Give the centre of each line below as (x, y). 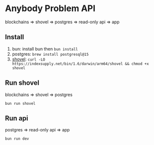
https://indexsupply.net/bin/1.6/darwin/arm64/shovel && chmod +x (80, 64)
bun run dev (17, 139)
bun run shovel (20, 103)
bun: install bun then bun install (45, 48)
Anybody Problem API (50, 8)
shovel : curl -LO (28, 59)
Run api (17, 118)
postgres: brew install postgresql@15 (50, 54)
